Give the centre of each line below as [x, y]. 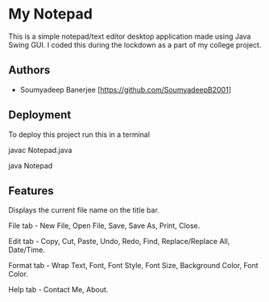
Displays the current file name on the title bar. [84, 210]
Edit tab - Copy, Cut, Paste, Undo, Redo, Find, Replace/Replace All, [119, 242]
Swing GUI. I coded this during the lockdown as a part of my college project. [135, 44]
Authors [29, 70]
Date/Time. [27, 250]
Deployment [40, 115]
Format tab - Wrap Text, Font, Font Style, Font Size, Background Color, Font [134, 266]
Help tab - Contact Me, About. [58, 290]
